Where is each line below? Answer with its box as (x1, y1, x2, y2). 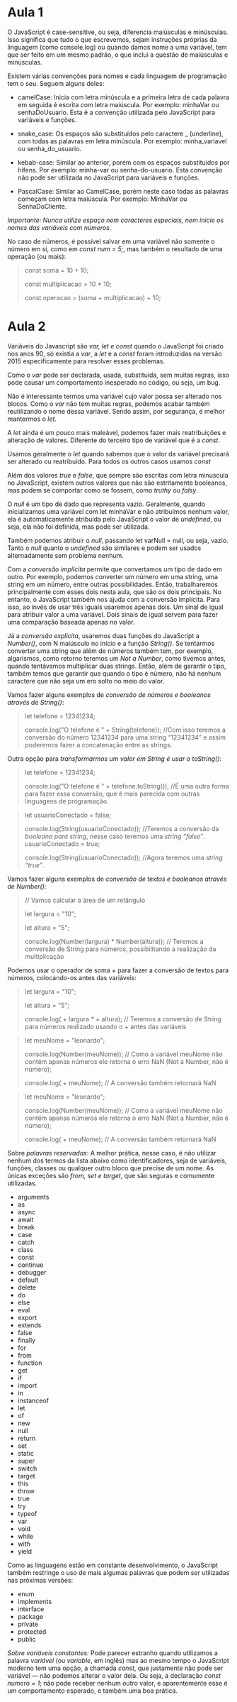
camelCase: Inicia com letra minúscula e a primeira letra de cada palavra (17, 93, 230, 101)
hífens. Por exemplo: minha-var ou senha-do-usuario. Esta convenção (17, 165, 223, 174)
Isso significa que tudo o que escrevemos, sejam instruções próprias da (7, 35, 217, 43)
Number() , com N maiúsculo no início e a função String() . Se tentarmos (7, 639, 215, 647)
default (17, 1275, 39, 1284)
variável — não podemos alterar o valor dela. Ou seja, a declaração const (7, 1671, 221, 1679)
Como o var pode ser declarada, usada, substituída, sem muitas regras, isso (7, 370, 230, 379)
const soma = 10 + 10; (24, 265, 89, 274)
